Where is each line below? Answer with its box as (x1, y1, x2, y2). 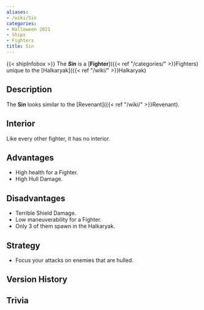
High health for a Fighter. (15, 169, 78, 176)
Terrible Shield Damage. (15, 209, 77, 217)
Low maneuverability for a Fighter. (15, 216, 102, 223)
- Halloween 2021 (6, 26, 51, 33)
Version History (6, 274, 67, 285)
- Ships (6, 32, 26, 38)
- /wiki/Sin (6, 15, 37, 21)
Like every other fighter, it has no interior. (6, 134, 110, 142)
